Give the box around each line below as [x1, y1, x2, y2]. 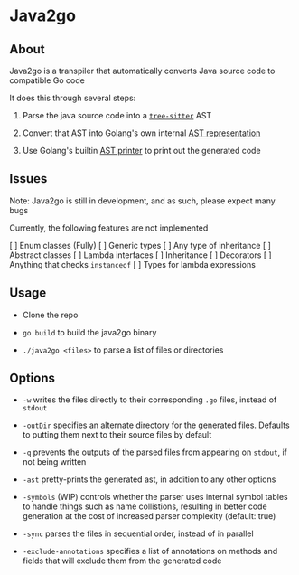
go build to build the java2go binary [22, 326, 157, 337]
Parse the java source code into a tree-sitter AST [22, 110, 212, 120]
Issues [9, 171, 48, 186]
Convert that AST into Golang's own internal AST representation [22, 127, 261, 138]
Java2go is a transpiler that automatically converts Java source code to [9, 65, 276, 76]
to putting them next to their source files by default [22, 429, 212, 440]
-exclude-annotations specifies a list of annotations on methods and [22, 546, 278, 557]
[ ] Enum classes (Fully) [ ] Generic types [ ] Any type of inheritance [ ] [9, 240, 271, 250]
